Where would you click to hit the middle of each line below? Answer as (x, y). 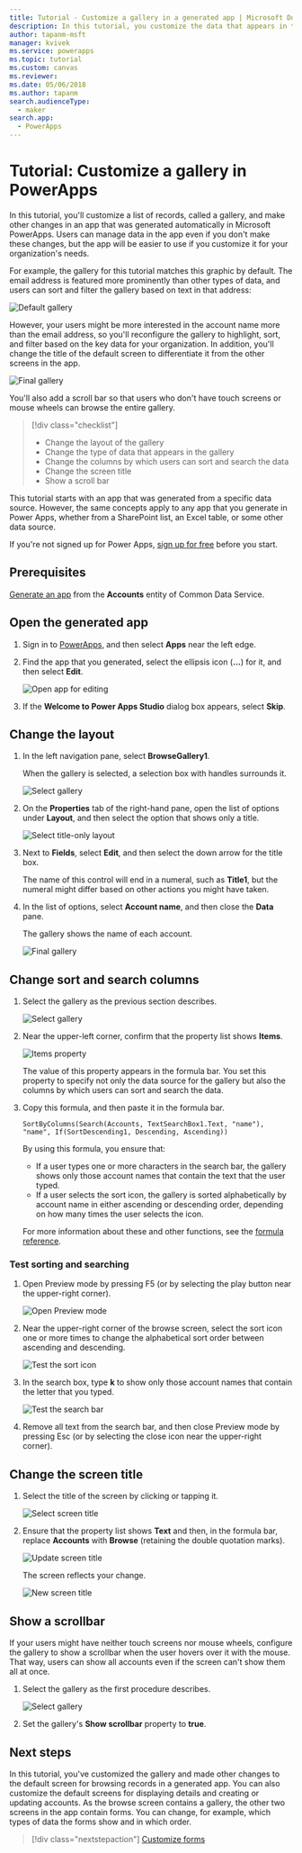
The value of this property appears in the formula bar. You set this (144, 1071)
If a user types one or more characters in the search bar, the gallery (161, 1166)
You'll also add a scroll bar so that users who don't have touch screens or (145, 398)
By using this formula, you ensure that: (94, 1149)
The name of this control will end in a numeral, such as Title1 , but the (150, 880)
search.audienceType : (50, 101)
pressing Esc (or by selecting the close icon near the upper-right (142, 1436)
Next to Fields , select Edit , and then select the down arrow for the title (152, 853)
